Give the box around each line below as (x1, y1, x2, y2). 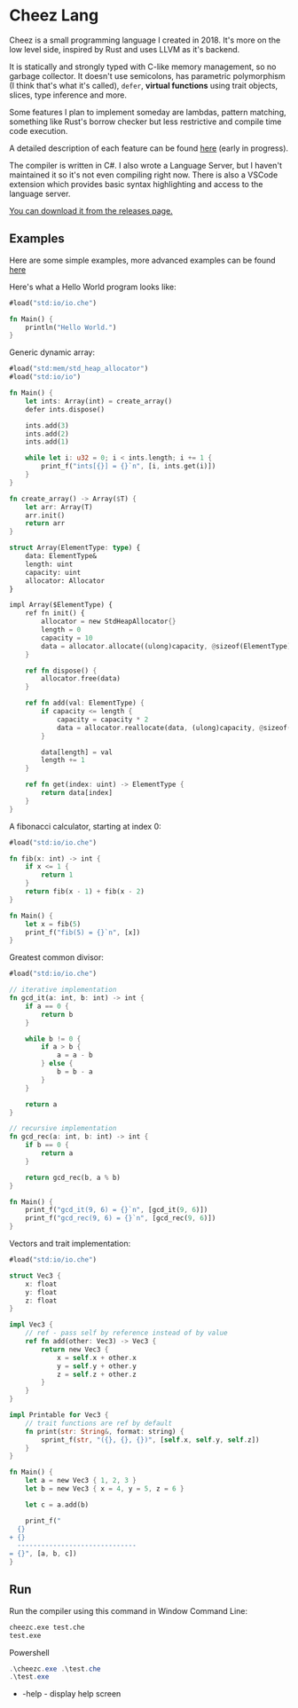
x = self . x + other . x (56, 1353, 137, 1362)
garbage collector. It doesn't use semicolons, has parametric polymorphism (9, 70, 286, 81)
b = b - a (56, 1067, 93, 1076)
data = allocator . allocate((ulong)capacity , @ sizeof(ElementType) (41, 641, 292, 650)
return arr (25, 519, 66, 528)
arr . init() (25, 511, 66, 520)
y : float (25, 1287, 58, 1296)
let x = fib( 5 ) (25, 919, 82, 928)
